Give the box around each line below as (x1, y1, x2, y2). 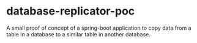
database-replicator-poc (6, 4, 135, 18)
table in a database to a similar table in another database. (6, 30, 151, 38)
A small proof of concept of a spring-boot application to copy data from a (6, 24, 191, 31)
